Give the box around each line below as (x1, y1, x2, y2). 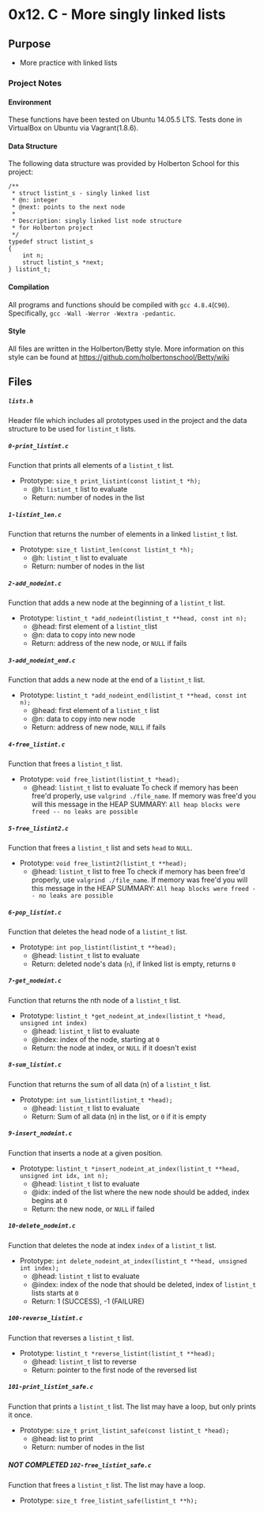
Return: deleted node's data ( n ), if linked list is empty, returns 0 (31, 959, 236, 968)
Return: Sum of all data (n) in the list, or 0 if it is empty (31, 1111, 207, 1121)
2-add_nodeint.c (8, 579, 62, 587)
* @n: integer (11, 196, 58, 205)
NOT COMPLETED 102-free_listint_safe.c (8, 1460, 152, 1470)
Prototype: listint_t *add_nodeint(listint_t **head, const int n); (19, 613, 247, 622)
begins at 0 (31, 1195, 68, 1205)
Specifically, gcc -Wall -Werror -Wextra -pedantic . (8, 308, 176, 318)
